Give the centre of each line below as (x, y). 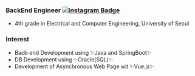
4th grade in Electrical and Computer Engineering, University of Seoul (102, 24)
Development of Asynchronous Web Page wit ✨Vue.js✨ (84, 66)
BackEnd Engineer (33, 10)
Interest (18, 40)
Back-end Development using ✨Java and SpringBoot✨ (83, 52)
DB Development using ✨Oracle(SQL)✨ (64, 59)
